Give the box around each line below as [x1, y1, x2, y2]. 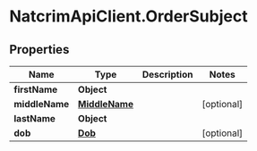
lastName [13, 113, 56, 124]
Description [141, 69, 193, 80]
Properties [9, 42, 70, 57]
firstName [13, 83, 58, 96]
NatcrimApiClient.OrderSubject [9, 6, 248, 27]
